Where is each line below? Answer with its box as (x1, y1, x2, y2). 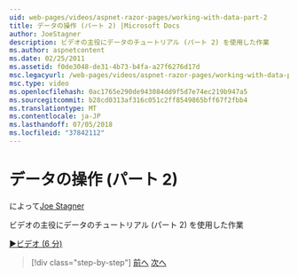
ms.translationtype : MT (9, 104, 98, 113)
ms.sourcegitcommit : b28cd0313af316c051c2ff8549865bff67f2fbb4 (9, 95, 248, 105)
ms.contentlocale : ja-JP (9, 112, 101, 121)
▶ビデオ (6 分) (9, 238, 63, 248)
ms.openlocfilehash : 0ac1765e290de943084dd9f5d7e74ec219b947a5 (9, 87, 248, 96)
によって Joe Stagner (9, 201, 85, 211)
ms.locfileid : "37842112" (9, 129, 105, 138)
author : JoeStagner (9, 29, 82, 38)
